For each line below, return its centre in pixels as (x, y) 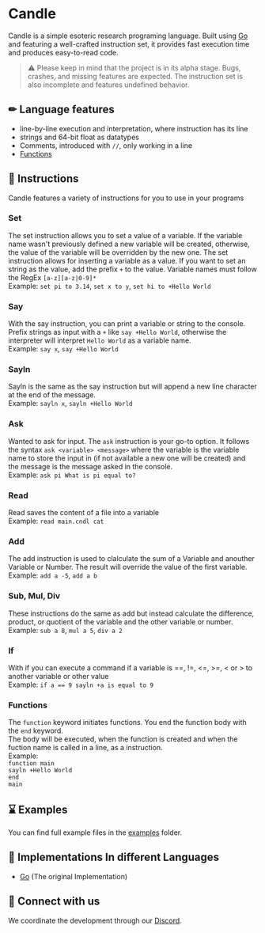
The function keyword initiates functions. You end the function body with (127, 723)
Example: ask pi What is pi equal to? (72, 475)
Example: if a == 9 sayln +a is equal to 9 (81, 685)
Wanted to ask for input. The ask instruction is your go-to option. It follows (129, 441)
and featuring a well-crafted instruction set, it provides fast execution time (129, 44)
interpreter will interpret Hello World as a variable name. (100, 340)
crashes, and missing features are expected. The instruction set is (135, 76)
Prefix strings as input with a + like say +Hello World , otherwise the (117, 332)
